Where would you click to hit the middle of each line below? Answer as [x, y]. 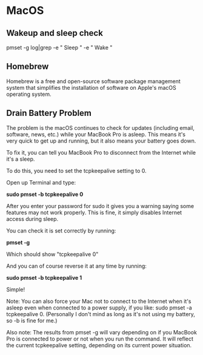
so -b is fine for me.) [32, 320]
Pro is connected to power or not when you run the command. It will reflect [100, 339]
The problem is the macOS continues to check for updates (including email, [101, 127]
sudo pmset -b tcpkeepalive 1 [44, 277]
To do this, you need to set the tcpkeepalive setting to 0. [76, 171]
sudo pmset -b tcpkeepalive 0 [45, 194]
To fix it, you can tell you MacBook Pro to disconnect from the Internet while [101, 152]
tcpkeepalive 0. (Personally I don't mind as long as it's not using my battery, [101, 314]
